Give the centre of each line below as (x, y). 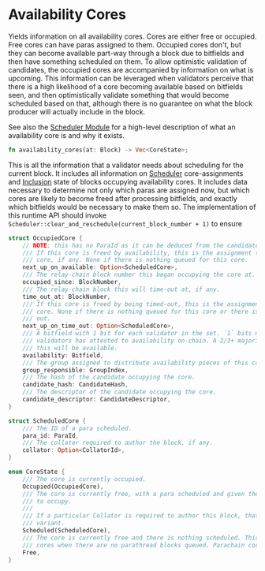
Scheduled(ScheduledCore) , (67, 531)
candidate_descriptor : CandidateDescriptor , (97, 400)
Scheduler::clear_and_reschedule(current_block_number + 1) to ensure (125, 223)
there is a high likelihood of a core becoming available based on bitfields (125, 86)
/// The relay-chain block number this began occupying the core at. (139, 275)
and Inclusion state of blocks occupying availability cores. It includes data (128, 181)
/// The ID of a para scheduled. (77, 428)
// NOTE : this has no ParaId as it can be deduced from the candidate (141, 245)
